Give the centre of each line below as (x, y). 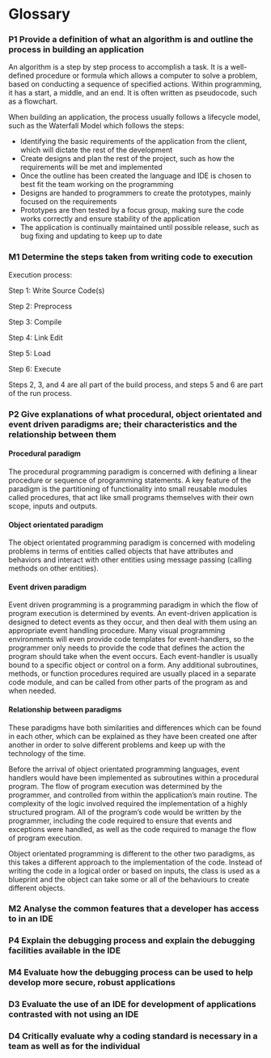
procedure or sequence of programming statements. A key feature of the (130, 480)
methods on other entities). (53, 568)
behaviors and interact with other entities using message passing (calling (130, 560)
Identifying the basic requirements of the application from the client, (133, 142)
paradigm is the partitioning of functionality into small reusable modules (128, 489)
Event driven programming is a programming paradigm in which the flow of (133, 605)
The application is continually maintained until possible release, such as (140, 227)
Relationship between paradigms (65, 709)
